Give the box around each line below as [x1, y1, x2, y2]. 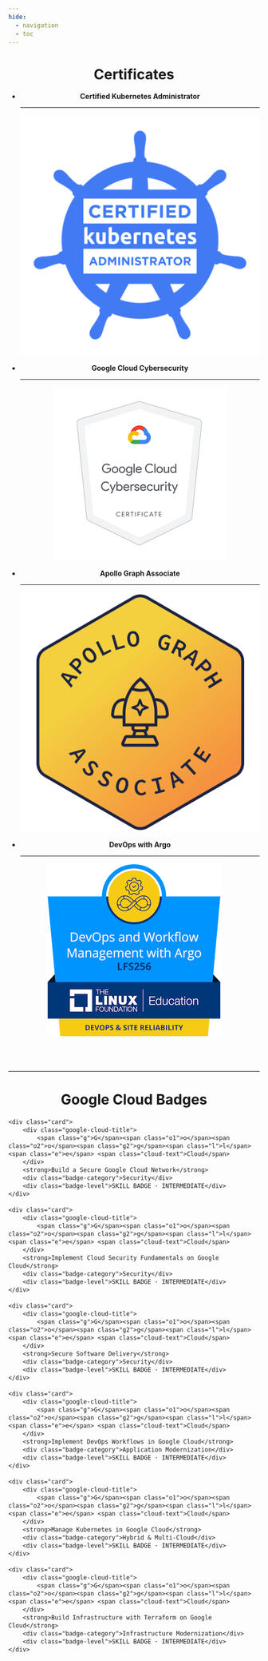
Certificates [93, 65, 175, 83]
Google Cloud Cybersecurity [91, 363, 189, 372]
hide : [8, 13, 26, 21]
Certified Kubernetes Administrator [79, 92, 201, 102]
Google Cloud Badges [61, 1090, 207, 1109]
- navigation [15, 21, 59, 30]
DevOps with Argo [108, 839, 171, 849]
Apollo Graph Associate [99, 568, 181, 578]
